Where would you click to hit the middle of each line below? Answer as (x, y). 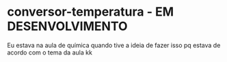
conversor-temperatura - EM (91, 12)
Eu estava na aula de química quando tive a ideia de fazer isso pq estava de (114, 45)
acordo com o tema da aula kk (50, 52)
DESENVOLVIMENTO (67, 26)
